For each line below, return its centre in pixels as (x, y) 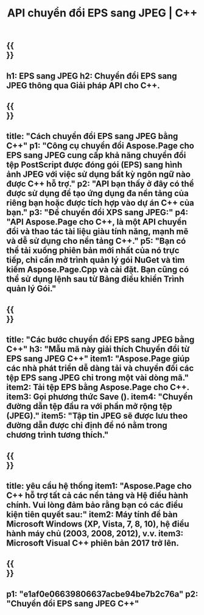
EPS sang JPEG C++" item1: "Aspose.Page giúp (98, 359)
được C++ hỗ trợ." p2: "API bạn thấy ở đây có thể (100, 184)
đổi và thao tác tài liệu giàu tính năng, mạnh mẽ (97, 232)
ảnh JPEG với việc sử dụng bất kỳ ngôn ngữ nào (98, 175)
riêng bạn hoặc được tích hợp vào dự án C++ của (100, 203)
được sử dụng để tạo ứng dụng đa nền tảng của (97, 194)
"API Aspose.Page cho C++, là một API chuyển (97, 222)
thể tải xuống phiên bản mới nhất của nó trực (93, 251)
